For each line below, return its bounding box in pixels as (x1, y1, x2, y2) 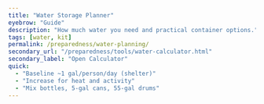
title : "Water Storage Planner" (8, 11, 114, 20)
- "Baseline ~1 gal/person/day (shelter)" (15, 70, 156, 77)
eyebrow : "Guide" (8, 19, 65, 27)
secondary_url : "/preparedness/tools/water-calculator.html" (8, 48, 213, 56)
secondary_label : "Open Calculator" (8, 56, 128, 63)
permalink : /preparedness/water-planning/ (8, 41, 149, 48)
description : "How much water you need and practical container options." (8, 26, 258, 34)
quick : (8, 63, 30, 70)
